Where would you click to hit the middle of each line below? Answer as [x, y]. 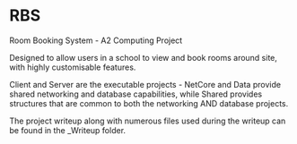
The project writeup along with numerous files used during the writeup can [148, 121]
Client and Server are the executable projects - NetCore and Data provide [145, 84]
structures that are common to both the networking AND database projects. [149, 103]
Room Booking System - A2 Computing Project [96, 40]
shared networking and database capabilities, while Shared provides [136, 94]
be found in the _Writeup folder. [68, 130]
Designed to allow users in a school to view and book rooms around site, [144, 57]
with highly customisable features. [73, 67]
